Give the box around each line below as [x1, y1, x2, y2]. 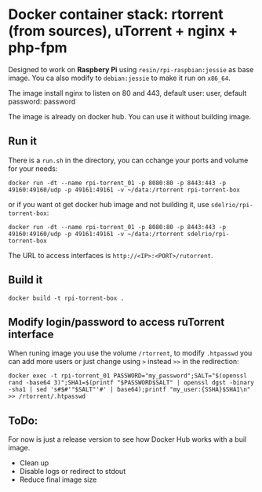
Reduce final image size [19, 475, 97, 484]
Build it [8, 273, 43, 287]
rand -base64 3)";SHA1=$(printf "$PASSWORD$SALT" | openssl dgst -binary [8, 379, 255, 387]
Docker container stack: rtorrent [8, 5, 224, 24]
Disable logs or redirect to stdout [19, 467, 126, 476]
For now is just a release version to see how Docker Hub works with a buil [8, 435, 247, 444]
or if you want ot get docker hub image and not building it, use [8, 199, 209, 209]
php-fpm [8, 39, 68, 56]
